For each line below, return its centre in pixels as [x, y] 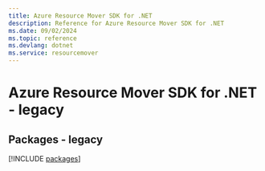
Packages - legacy [55, 139]
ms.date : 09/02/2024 [43, 31]
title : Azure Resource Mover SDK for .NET [80, 16]
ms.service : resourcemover [53, 53]
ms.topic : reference [43, 38]
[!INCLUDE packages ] [45, 159]
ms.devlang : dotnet [41, 46]
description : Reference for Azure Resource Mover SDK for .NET [116, 23]
